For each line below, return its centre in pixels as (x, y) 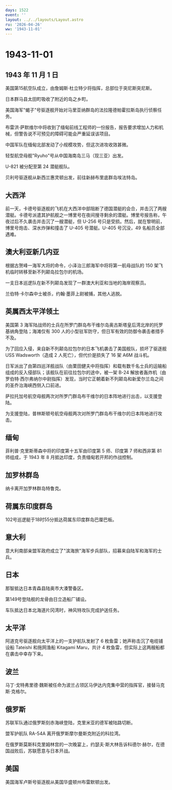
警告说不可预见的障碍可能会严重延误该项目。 (66, 134)
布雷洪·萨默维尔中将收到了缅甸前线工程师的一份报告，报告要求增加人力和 (82, 127)
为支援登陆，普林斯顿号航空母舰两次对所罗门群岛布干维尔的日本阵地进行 (81, 413)
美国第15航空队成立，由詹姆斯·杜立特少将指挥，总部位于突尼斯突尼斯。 (80, 88)
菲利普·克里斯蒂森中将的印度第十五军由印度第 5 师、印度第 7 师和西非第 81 (84, 451)
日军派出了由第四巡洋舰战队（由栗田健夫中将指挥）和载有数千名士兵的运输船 (86, 366)
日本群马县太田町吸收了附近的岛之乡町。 (48, 99)
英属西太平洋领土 (32, 311)
